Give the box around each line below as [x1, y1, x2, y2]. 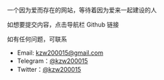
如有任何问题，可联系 [7, 35, 67, 43]
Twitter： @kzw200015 [16, 66, 81, 73]
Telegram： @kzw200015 [16, 57, 88, 65]
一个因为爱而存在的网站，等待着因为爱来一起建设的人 [7, 6, 157, 14]
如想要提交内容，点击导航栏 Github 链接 [7, 21, 120, 29]
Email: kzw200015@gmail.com [16, 49, 104, 57]
